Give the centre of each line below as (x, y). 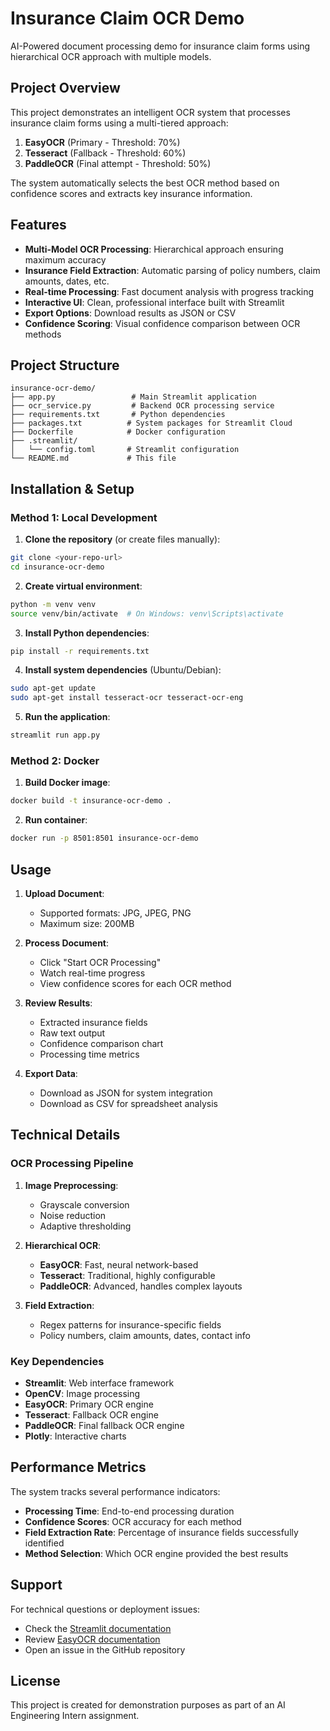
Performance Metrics (78, 1467)
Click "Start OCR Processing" (100, 962)
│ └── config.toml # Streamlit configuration (125, 450)
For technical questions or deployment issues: (105, 1609)
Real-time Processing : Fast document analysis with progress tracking (169, 291)
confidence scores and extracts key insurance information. (131, 193)
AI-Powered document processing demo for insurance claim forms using (160, 46)
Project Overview (65, 88)
